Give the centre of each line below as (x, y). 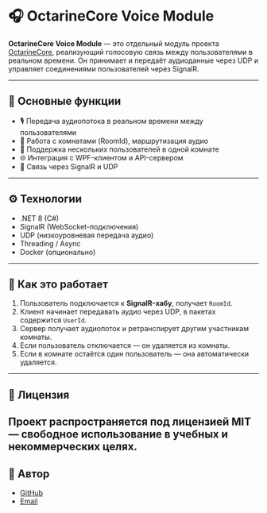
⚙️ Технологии (45, 199)
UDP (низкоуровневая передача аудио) (87, 235)
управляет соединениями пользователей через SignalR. (104, 68)
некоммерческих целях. (73, 447)
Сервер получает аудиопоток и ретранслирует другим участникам (134, 329)
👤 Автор (29, 474)
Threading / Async (50, 243)
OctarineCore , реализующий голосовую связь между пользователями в (130, 52)
